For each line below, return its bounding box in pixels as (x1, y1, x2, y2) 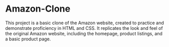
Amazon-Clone (5, 3, 71, 15)
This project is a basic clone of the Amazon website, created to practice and (5, 20, 164, 26)
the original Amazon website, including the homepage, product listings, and (5, 30, 163, 36)
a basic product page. (5, 36, 51, 42)
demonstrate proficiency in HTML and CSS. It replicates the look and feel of (5, 25, 163, 31)
